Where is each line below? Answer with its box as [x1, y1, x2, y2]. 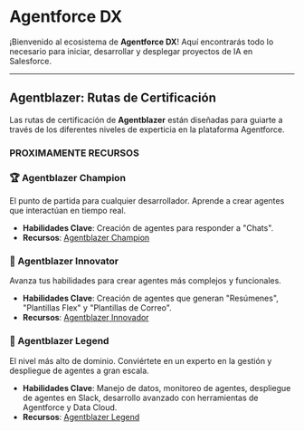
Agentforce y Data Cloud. [22, 401, 118, 413]
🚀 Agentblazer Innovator [9, 254, 119, 267]
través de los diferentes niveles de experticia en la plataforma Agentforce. [9, 124, 285, 135]
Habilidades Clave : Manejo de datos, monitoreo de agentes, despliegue [22, 382, 291, 393]
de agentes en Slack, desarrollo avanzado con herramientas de [22, 392, 259, 403]
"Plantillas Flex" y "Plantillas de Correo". [22, 302, 172, 313]
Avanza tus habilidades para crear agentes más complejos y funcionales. [9, 275, 282, 286]
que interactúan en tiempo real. [9, 205, 127, 215]
